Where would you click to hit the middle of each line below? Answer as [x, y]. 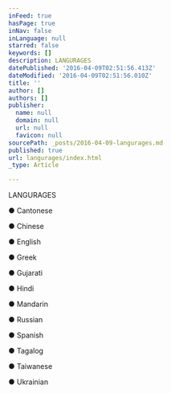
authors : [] [28, 98]
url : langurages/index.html [55, 158]
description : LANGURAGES [50, 61]
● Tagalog [26, 351]
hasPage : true [32, 23]
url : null [32, 128]
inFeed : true [30, 16]
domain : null [37, 121]
